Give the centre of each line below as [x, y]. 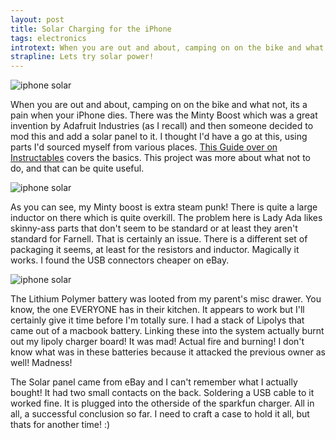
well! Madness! [41, 363]
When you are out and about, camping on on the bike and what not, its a [159, 105]
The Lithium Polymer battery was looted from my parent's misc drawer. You [166, 299]
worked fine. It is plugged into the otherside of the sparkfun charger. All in [162, 403]
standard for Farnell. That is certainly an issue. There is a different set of [159, 239]
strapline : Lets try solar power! [82, 57]
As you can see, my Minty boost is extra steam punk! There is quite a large [164, 207]
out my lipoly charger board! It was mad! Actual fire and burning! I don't [157, 342]
